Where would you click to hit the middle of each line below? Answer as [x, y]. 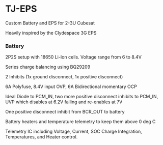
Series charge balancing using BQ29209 [48, 67]
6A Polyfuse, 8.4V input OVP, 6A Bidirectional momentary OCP [71, 86]
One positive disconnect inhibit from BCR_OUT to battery [65, 112]
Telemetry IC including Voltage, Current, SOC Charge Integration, [74, 132]
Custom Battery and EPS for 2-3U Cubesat [50, 23]
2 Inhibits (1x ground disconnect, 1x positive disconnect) [64, 77]
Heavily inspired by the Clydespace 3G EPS [51, 33]
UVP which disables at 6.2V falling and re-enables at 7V [64, 102]
